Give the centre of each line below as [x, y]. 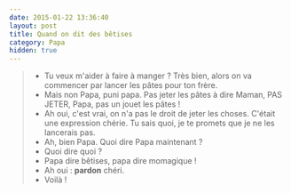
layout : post [33, 26]
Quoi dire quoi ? [73, 151]
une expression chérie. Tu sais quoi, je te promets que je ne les [159, 123]
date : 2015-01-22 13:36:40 [59, 17]
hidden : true [33, 51]
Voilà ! [55, 180]
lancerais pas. [70, 133]
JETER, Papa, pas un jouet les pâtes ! [112, 104]
